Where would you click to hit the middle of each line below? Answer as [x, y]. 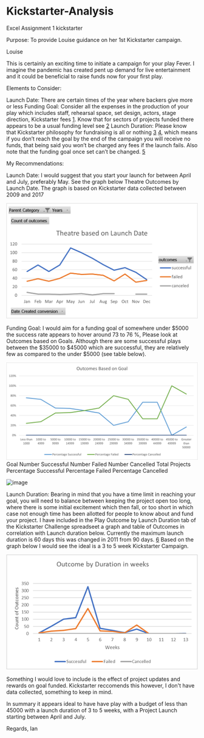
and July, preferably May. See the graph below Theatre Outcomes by [93, 181]
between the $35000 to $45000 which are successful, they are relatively [98, 347]
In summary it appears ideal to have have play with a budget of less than [97, 704]
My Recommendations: [35, 163]
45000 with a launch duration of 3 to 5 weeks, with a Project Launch [92, 711]
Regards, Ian [22, 729]
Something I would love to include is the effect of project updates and [93, 679]
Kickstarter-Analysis [60, 11]
